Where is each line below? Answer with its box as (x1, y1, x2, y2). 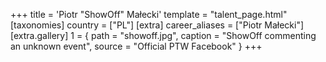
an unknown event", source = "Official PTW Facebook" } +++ (10, 40, 263, 52)
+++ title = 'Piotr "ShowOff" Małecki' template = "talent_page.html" (10, 9, 288, 20)
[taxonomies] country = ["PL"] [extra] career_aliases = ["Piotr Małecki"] (10, 19, 305, 31)
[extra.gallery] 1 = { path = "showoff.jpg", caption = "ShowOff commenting (10, 30, 317, 41)
